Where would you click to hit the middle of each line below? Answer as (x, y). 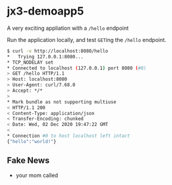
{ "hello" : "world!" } (32, 141)
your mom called (37, 175)
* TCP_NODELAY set (30, 62)
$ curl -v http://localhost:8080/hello (58, 51)
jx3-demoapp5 (45, 11)
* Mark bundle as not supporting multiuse (62, 102)
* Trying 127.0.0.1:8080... (45, 57)
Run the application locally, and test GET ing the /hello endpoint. (87, 40)
